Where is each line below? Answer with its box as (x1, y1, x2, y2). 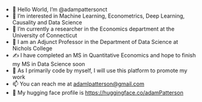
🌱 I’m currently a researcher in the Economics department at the (12, 25, 175, 32)
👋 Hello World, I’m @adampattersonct (12, 6, 107, 13)
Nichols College (12, 45, 53, 52)
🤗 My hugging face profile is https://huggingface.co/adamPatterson (12, 89, 184, 96)
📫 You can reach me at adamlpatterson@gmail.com (12, 80, 144, 87)
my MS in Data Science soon (12, 60, 85, 67)
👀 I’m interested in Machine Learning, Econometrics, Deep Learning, (12, 12, 185, 20)
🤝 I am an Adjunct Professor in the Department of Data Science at (12, 38, 179, 45)
